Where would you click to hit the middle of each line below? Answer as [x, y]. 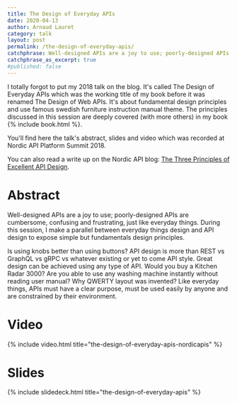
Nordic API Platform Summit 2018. [57, 145]
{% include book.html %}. [45, 124]
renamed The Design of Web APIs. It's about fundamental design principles [117, 101]
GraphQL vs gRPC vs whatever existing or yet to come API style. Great [110, 258]
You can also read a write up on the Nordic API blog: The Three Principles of [118, 159]
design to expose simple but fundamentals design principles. [96, 237]
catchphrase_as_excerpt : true [52, 60]
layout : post [27, 40]
